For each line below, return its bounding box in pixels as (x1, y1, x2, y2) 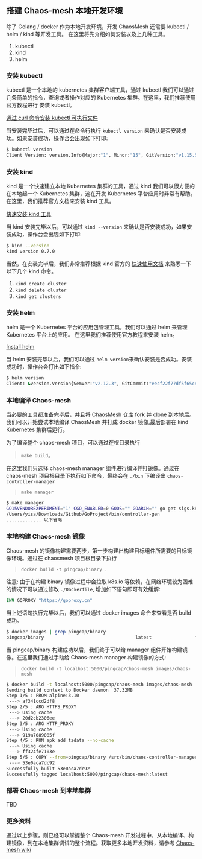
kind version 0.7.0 (6, 249, 55, 255)
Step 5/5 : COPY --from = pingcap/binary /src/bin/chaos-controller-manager (6, 755, 198, 761)
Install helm (6, 343, 35, 350)
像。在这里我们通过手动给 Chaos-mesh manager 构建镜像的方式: (6, 653, 167, 661)
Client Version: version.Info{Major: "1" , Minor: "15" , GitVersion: (6, 152, 176, 158)
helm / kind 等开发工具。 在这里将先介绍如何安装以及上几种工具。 (6, 30, 168, 37)
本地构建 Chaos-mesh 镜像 (6, 532, 85, 540)
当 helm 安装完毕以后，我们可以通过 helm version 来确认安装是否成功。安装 (6, 355, 192, 363)
